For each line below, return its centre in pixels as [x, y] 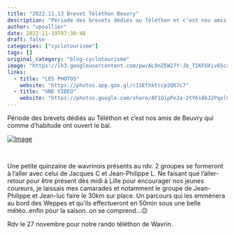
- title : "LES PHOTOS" [47, 79]
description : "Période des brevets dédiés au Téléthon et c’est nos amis [117, 20]
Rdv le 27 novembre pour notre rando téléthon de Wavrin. [90, 224]
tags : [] [20, 53]
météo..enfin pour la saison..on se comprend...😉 [78, 211]
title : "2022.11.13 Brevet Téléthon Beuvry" [73, 14]
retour [16, 181]
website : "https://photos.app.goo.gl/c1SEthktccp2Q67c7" [105, 85]
